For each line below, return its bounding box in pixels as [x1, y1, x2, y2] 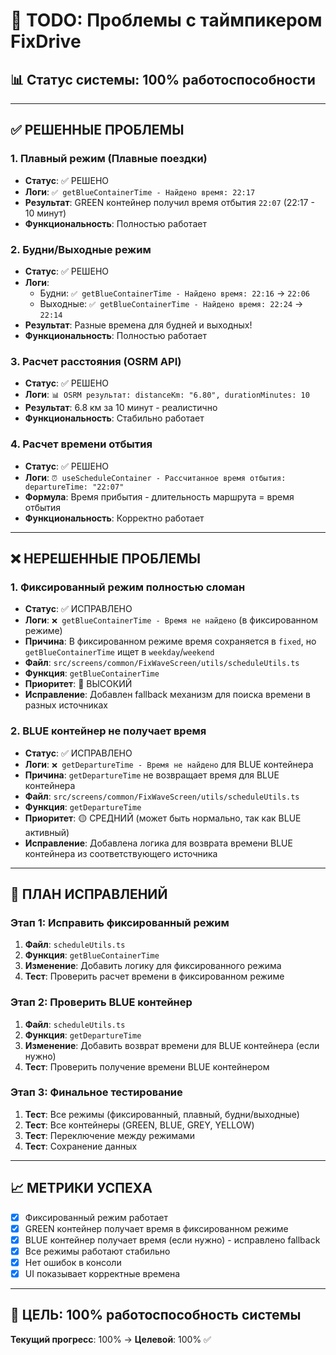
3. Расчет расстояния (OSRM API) [10, 354, 182, 368]
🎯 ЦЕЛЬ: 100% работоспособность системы [10, 1307, 302, 1324]
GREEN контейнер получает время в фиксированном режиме [24, 1222, 289, 1234]
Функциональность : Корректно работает [24, 512, 205, 524]
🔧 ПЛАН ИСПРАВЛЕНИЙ [10, 885, 168, 903]
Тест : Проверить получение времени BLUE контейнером [24, 1060, 270, 1073]
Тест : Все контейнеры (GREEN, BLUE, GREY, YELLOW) [24, 1119, 255, 1131]
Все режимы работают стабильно [24, 1245, 171, 1257]
